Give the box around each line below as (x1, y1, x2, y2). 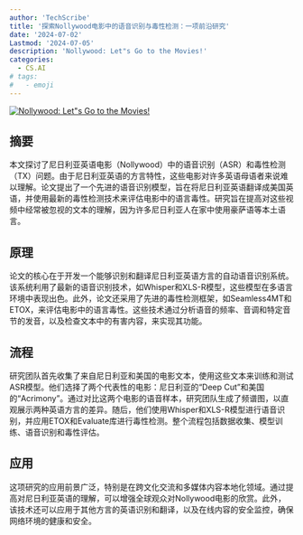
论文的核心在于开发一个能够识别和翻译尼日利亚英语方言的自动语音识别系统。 (9, 270, 294, 281)
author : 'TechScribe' (9, 13, 91, 23)
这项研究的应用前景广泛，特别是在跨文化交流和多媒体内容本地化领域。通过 (9, 481, 286, 493)
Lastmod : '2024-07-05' (9, 38, 95, 48)
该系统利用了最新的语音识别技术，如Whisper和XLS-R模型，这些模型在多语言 (9, 282, 293, 293)
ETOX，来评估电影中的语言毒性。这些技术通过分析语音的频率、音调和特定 (9, 305, 283, 315)
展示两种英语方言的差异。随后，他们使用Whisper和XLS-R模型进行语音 (16, 404, 278, 416)
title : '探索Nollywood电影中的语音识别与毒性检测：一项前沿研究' (9, 22, 230, 31)
